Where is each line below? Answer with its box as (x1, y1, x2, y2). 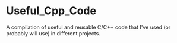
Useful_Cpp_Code (6, 4, 97, 18)
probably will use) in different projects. (6, 29, 101, 37)
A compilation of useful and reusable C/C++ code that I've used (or (6, 24, 171, 31)
